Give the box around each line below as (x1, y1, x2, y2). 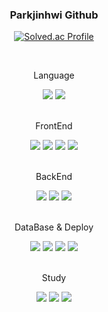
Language (33, 69, 75, 82)
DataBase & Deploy (14, 221, 94, 233)
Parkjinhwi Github (9, 8, 99, 22)
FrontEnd (35, 120, 73, 132)
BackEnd (35, 171, 73, 183)
